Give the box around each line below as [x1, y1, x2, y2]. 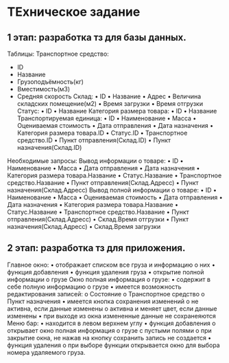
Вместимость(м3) [16, 85, 71, 93]
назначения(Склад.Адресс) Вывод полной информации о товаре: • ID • [7, 186, 217, 194]
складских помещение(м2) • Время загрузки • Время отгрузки [16, 100, 204, 107]
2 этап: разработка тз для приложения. [7, 242, 186, 254]
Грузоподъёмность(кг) [16, 78, 84, 86]
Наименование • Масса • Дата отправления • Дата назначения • [7, 164, 200, 172]
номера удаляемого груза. [7, 348, 86, 356]
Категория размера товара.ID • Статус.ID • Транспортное [16, 129, 188, 137]
